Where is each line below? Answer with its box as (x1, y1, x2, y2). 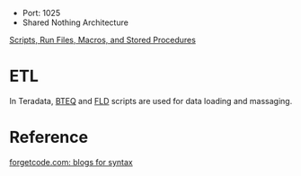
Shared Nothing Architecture (22, 17, 128, 28)
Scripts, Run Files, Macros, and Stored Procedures (9, 35, 196, 45)
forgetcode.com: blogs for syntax (9, 156, 133, 167)
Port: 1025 (22, 8, 61, 18)
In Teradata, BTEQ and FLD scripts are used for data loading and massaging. (9, 95, 293, 106)
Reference (9, 128, 88, 147)
